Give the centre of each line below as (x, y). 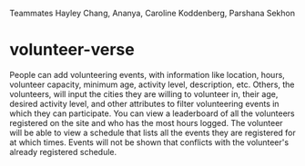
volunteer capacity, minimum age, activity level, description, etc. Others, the (152, 84)
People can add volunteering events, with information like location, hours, (147, 74)
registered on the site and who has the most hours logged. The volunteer (147, 122)
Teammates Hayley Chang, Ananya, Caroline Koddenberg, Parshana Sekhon (152, 13)
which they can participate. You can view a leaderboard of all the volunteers (152, 113)
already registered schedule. (63, 151)
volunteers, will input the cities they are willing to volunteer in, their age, (144, 93)
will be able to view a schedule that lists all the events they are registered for (152, 132)
